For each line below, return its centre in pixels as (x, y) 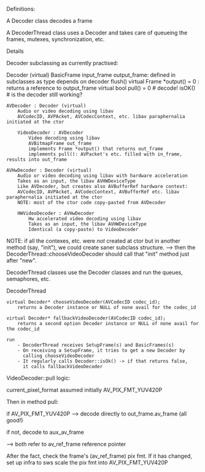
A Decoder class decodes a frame (49, 21)
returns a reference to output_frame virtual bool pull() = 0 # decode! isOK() (101, 88)
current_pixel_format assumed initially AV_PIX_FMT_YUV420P (84, 390)
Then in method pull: (33, 402)
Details (15, 51)
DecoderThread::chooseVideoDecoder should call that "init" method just (98, 254)
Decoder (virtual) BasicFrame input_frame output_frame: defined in (91, 75)
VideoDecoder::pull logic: (38, 378)
